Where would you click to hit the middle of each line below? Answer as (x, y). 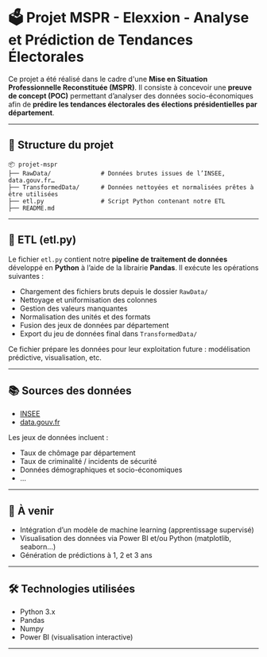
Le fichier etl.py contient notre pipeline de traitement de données (118, 259)
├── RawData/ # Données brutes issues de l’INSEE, (117, 173)
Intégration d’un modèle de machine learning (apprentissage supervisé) (137, 530)
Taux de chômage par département (78, 453)
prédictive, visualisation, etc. (55, 357)
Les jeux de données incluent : (58, 438)
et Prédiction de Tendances (101, 40)
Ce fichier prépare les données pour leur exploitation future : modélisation (129, 349)
